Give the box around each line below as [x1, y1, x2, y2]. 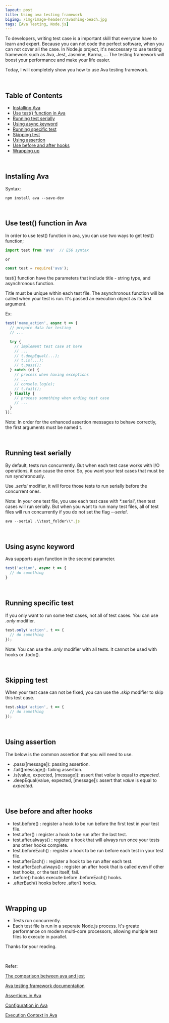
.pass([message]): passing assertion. [12, 761, 90, 767]
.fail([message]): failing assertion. [12, 766, 83, 772]
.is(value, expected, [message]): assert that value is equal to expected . [12, 772, 160, 778]
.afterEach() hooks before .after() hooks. [12, 880, 97, 886]
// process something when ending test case [14, 396, 109, 401]
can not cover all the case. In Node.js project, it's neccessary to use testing [5, 46, 162, 52]
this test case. [5, 695, 34, 701]
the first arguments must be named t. [5, 424, 82, 430]
